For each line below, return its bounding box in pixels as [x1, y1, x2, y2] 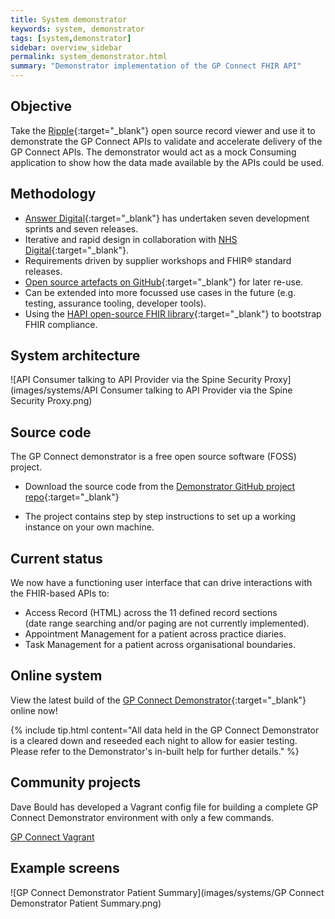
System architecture [10, 347, 141, 365]
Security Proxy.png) [10, 395, 93, 407]
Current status [10, 550, 103, 567]
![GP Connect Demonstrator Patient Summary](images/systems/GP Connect [10, 886, 325, 898]
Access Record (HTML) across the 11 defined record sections [24, 607, 278, 619]
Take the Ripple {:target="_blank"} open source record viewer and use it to [10, 124, 316, 136]
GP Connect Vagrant [10, 831, 95, 843]
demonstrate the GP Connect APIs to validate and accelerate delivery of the [10, 135, 323, 147]
